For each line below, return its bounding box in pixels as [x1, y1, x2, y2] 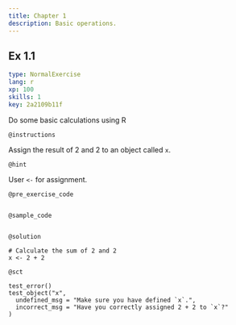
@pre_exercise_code [8, 190, 74, 198]
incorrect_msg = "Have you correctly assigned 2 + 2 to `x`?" [15, 303, 229, 311]
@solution [8, 232, 42, 240]
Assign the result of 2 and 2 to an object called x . [8, 144, 172, 154]
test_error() [8, 281, 52, 290]
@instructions [8, 131, 56, 139]
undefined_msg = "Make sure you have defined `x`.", [15, 296, 197, 304]
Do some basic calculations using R [8, 115, 126, 125]
